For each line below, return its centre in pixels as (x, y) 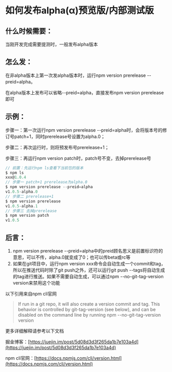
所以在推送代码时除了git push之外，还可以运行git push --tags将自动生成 (89, 270)
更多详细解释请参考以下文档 (35, 330)
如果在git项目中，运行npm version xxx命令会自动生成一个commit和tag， (89, 263)
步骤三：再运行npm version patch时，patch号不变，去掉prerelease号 (78, 158)
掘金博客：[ (17, 342)
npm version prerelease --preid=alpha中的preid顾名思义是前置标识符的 (88, 251)
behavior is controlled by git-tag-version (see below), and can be (87, 309)
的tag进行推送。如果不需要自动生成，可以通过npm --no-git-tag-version (88, 276)
